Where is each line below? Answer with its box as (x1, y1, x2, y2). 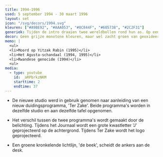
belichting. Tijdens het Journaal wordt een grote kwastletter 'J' (12, 122, 137, 128)
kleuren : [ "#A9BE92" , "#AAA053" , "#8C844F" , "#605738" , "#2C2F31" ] (5, 25, 145, 30)
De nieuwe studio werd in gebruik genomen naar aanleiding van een (12, 97, 148, 103)
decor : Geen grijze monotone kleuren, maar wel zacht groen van (5, 35, 138, 39)
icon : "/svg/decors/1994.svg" (5, 20, 66, 26)
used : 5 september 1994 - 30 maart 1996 (5, 12, 88, 17)
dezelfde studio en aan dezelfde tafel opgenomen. (12, 107, 113, 113)
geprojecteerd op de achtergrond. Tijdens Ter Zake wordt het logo (12, 127, 145, 133)
